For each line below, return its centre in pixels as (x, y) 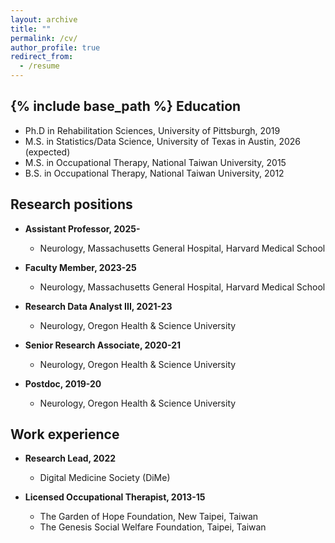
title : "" (31, 29)
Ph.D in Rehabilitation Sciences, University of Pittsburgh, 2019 (152, 130)
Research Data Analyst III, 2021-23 (98, 306)
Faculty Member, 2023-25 (80, 267)
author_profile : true (55, 47)
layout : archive (44, 19)
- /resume (39, 66)
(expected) (47, 152)
